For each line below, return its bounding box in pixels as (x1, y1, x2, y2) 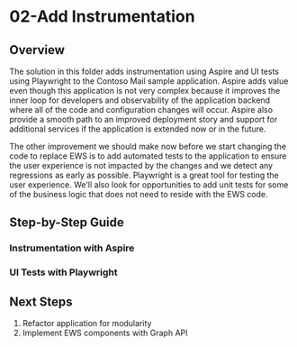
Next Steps (9, 294, 73, 309)
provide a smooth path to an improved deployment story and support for (9, 114, 278, 124)
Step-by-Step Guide (9, 215, 124, 231)
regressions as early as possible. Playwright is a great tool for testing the (9, 169, 279, 180)
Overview (9, 42, 66, 58)
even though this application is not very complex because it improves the (9, 86, 281, 96)
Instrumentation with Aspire (9, 242, 135, 254)
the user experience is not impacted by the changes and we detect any (9, 160, 273, 170)
